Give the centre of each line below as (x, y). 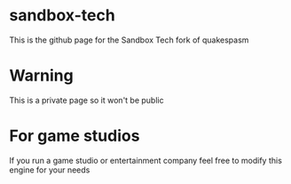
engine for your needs (50, 170)
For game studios (75, 136)
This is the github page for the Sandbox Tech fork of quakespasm (129, 40)
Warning (41, 76)
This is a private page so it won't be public (87, 100)
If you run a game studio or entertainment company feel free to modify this (145, 160)
